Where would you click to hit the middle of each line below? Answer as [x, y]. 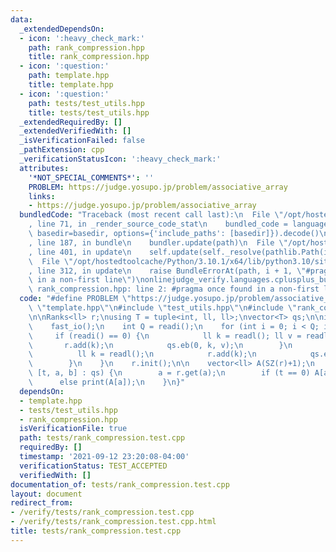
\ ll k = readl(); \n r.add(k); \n [142, 354]
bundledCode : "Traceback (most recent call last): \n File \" [151, 215]
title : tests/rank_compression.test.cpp [96, 531]
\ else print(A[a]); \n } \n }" [107, 382]
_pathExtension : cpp [62, 150]
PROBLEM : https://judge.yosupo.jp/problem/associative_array [158, 187]
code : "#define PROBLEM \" [75, 299]
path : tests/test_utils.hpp [86, 103]
